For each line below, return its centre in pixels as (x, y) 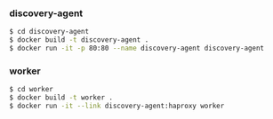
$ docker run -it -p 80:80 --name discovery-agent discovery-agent (137, 48)
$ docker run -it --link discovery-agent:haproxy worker (117, 106)
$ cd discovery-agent (49, 32)
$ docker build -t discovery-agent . (79, 40)
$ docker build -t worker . (61, 98)
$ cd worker (31, 90)
